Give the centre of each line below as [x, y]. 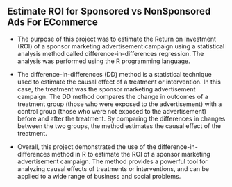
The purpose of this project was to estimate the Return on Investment [117, 39]
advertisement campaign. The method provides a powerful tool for [113, 161]
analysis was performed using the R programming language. [103, 61]
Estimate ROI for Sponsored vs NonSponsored [109, 11]
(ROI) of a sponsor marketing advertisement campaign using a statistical [121, 46]
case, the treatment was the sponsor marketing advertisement [106, 89]
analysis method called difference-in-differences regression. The [110, 53]
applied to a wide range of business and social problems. [99, 176]
